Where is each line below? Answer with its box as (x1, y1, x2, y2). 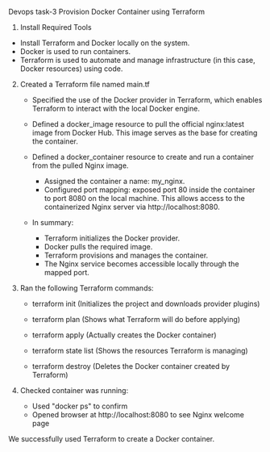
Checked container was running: (19, 386, 129, 395)
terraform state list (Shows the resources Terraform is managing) (31, 346, 248, 355)
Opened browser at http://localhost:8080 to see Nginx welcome (31, 410, 244, 419)
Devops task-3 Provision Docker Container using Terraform (8, 7, 206, 16)
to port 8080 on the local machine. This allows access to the (44, 194, 246, 203)
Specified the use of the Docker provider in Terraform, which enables (31, 95, 263, 104)
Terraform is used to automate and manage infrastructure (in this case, (19, 56, 255, 65)
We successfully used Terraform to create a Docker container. (8, 434, 215, 443)
